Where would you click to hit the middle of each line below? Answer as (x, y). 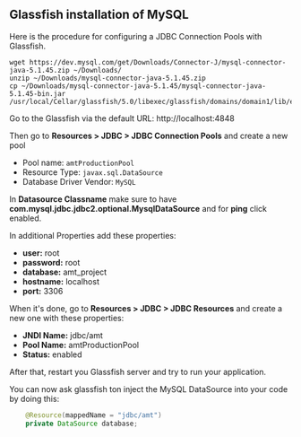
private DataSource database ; (82, 424)
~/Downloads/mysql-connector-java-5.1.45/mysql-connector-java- (144, 86)
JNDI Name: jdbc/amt (62, 335)
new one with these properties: (67, 318)
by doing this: (34, 398)
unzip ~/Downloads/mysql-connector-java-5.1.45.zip (107, 78)
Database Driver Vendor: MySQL (79, 181)
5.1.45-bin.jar (38, 93)
